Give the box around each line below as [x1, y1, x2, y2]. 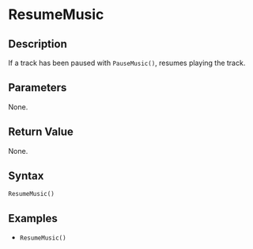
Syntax [8, 169, 44, 183]
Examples [8, 212, 58, 225]
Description [8, 37, 67, 51]
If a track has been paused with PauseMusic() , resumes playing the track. [8, 58, 246, 67]
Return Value [8, 125, 74, 139]
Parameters [8, 81, 67, 94]
